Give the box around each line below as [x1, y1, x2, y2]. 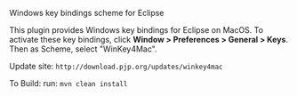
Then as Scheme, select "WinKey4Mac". [9, 44, 157, 54]
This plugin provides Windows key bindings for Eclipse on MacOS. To [9, 25, 264, 35]
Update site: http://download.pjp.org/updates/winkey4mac [9, 61, 223, 71]
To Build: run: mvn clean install [9, 78, 128, 88]
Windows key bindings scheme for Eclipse [9, 8, 165, 18]
